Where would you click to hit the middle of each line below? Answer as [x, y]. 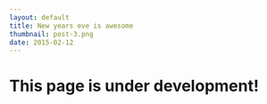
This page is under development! [134, 86]
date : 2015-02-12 [42, 42]
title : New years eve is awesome [71, 26]
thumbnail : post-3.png [51, 34]
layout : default [39, 17]
